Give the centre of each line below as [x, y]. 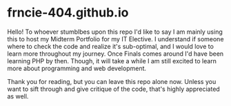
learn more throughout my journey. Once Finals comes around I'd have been [115, 54]
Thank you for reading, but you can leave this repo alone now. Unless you [112, 81]
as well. [18, 96]
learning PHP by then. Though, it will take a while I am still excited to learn [112, 61]
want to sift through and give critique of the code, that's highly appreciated [114, 89]
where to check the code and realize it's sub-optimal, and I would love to [110, 46]
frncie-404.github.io [68, 13]
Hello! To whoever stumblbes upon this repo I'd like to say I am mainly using [115, 32]
